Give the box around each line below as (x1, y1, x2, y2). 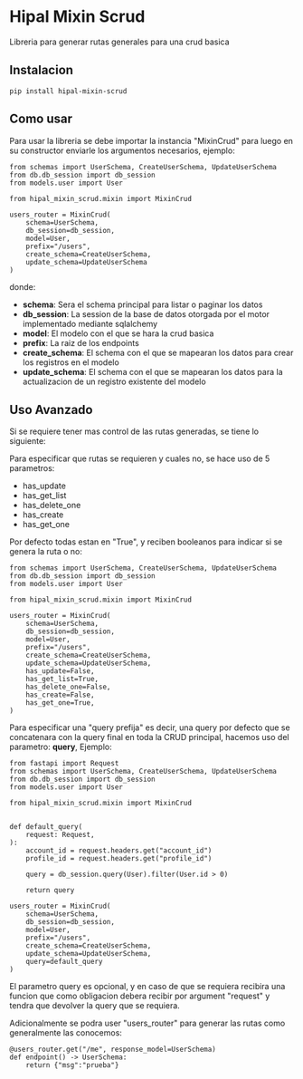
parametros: (9, 463, 55, 474)
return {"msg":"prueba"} (25, 1061, 119, 1070)
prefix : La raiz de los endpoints (22, 337, 140, 348)
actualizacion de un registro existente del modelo (22, 376, 206, 387)
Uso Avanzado (9, 401, 93, 418)
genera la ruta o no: (9, 546, 83, 557)
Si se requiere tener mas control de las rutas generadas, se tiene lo (9, 426, 260, 437)
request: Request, (25, 831, 95, 840)
